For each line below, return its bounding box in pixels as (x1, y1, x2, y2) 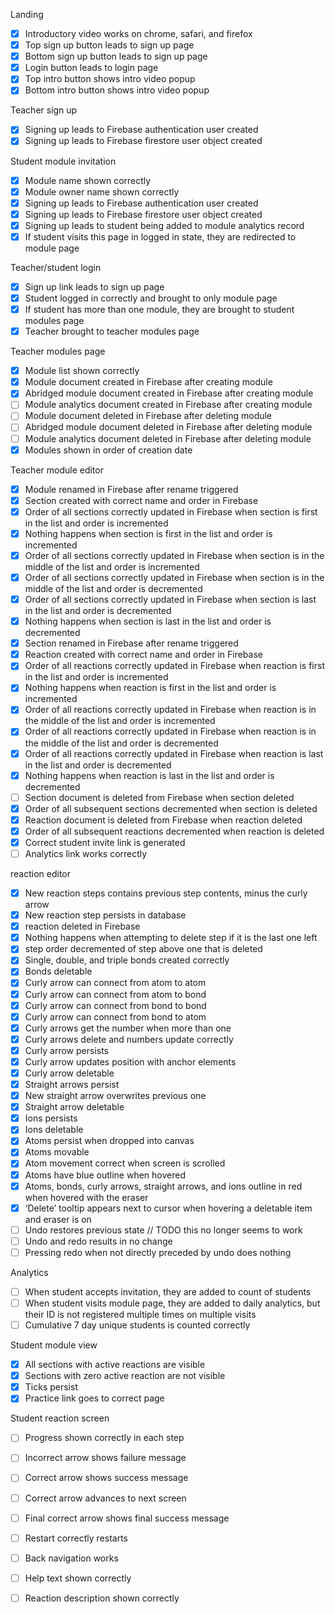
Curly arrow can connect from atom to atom (24, 977, 207, 989)
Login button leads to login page (24, 62, 159, 74)
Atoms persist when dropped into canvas (24, 1135, 195, 1147)
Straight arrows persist (24, 1079, 120, 1090)
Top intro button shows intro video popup (24, 73, 196, 85)
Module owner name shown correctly (24, 185, 180, 198)
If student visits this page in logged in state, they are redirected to (24, 230, 297, 243)
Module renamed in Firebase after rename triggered (24, 483, 239, 495)
